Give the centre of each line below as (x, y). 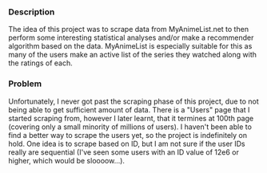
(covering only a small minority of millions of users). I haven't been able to (130, 127)
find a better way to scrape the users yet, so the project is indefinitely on (128, 135)
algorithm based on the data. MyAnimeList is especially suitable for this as (130, 46)
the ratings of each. (41, 63)
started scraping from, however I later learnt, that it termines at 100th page (131, 118)
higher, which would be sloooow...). (67, 160)
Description (32, 12)
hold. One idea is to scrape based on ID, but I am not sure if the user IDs (127, 144)
